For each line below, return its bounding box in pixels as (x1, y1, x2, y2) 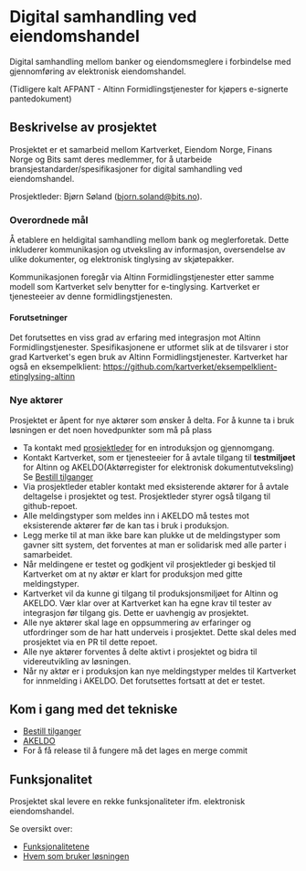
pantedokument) (9, 93, 72, 104)
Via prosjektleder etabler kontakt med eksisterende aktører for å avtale (22, 481, 290, 492)
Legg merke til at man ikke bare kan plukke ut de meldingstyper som (22, 529, 280, 540)
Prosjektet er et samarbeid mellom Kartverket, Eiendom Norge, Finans (9, 143, 272, 154)
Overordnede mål (9, 213, 89, 226)
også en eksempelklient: (9, 361, 101, 372)
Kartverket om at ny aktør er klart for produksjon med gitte (22, 568, 243, 579)
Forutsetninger (9, 312, 69, 323)
